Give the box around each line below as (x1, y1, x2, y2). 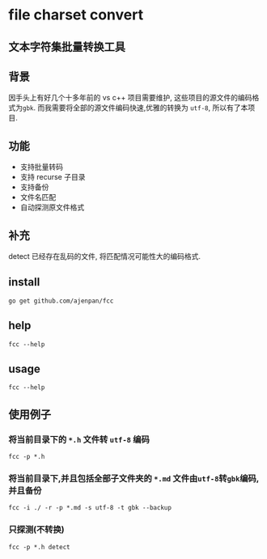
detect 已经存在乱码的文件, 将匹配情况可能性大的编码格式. (8, 252, 201, 261)
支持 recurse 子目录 (19, 172, 86, 182)
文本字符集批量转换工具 (8, 40, 125, 53)
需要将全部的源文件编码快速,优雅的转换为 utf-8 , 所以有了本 (51, 103, 248, 112)
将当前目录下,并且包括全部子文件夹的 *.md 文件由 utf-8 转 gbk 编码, (8, 473, 259, 485)
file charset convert (8, 6, 144, 24)
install (8, 275, 40, 289)
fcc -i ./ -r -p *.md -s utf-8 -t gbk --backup (8, 504, 172, 512)
